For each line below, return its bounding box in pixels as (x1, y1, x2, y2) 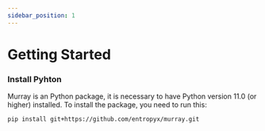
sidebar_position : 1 (7, 11, 76, 20)
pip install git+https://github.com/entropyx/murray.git (7, 115, 200, 123)
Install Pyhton (7, 73, 62, 84)
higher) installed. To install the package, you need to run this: (7, 100, 207, 110)
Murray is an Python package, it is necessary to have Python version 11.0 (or (7, 92, 257, 101)
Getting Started (7, 45, 112, 63)
